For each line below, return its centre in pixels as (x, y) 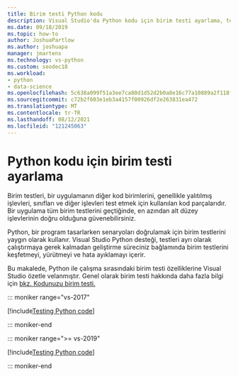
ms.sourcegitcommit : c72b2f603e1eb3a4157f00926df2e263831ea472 (103, 100)
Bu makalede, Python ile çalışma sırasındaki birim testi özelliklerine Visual (114, 269)
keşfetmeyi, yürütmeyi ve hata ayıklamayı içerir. (76, 255)
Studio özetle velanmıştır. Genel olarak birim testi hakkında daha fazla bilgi (115, 276)
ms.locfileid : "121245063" (47, 126)
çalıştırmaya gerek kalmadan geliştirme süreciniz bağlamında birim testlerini (118, 247)
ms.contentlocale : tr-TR (44, 113)
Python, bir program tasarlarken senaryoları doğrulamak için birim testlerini (117, 232)
